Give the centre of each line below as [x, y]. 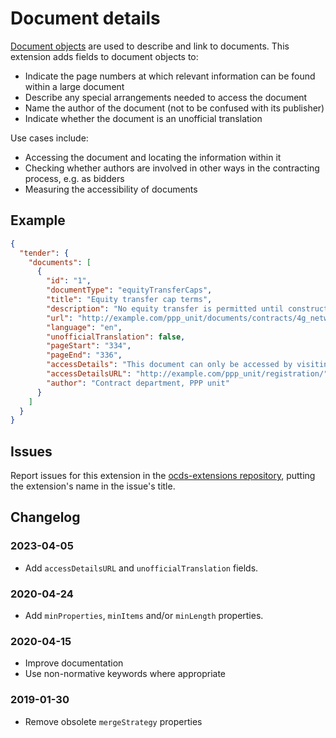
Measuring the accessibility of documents [111, 189]
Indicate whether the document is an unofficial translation [143, 118]
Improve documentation [74, 663]
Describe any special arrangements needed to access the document [166, 97]
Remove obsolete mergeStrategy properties [113, 721]
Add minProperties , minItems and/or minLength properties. [144, 616]
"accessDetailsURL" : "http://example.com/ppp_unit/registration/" [187, 374]
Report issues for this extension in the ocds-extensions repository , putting [163, 476]
